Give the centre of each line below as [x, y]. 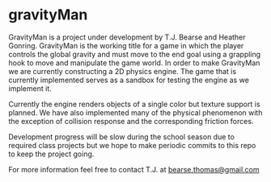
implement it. [30, 88]
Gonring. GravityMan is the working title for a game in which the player [126, 45]
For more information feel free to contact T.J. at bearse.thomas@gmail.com [134, 169]
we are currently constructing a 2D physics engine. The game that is [123, 71]
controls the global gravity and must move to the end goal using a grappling [135, 54]
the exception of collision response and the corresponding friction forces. [131, 121]
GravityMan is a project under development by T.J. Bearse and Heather [127, 37]
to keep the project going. [51, 154]
